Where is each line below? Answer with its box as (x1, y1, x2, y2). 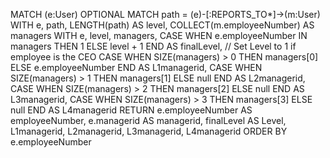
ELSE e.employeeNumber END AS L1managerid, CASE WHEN (10, 62, 263, 73)
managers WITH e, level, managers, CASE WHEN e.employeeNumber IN (10, 30, 308, 41)
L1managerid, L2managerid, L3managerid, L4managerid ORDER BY (10, 125, 288, 137)
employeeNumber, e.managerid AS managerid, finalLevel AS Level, (10, 115, 287, 126)
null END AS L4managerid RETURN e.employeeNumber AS (10, 104, 253, 116)
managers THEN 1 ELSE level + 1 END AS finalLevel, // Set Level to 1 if (10, 40, 297, 52)
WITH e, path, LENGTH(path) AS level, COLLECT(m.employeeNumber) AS (10, 19, 315, 31)
